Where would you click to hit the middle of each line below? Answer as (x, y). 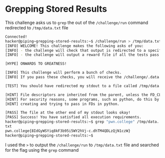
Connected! (16, 37)
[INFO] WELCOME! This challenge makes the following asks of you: (74, 46)
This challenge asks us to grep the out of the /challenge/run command (77, 23)
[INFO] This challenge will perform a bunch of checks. (63, 73)
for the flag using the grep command (42, 150)
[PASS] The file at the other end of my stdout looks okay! (68, 113)
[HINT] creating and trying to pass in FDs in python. (62, 104)
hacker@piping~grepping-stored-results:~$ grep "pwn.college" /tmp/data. (82, 122)
